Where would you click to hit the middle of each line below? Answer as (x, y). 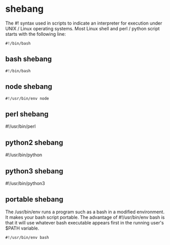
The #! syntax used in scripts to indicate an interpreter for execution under (84, 23)
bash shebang (29, 59)
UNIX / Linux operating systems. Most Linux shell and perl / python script (82, 28)
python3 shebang (34, 171)
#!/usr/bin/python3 (25, 183)
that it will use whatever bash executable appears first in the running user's (84, 222)
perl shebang (27, 114)
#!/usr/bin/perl (20, 127)
